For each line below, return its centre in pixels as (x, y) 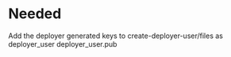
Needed (35, 14)
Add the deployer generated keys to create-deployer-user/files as (116, 36)
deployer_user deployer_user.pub (63, 44)
